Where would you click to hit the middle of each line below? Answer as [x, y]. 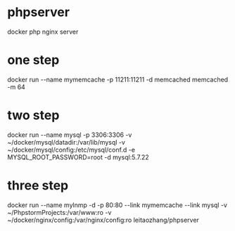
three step [38, 185]
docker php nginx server [43, 32]
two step [33, 115]
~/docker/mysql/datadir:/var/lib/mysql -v [66, 142]
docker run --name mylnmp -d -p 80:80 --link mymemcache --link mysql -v [117, 205]
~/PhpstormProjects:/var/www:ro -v [59, 212]
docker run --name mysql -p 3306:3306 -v [70, 135]
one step [33, 60]
